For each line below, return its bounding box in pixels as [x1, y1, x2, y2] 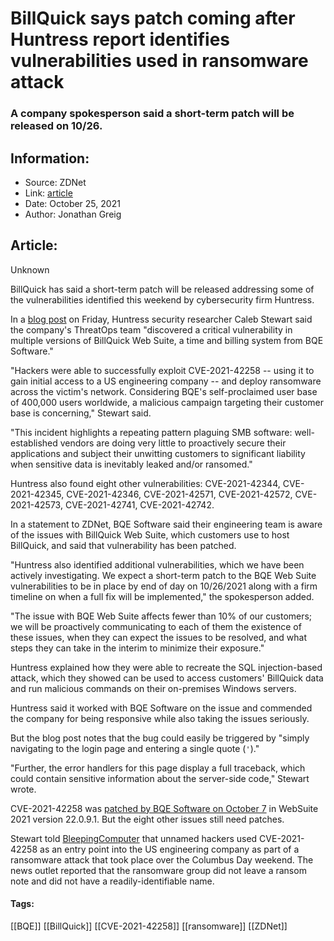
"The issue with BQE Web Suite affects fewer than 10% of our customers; [10, 610, 313, 622]
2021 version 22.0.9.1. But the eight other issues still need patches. [10, 813, 285, 825]
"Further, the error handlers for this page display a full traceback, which [10, 762, 306, 774]
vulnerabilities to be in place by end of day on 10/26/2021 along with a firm [10, 580, 318, 592]
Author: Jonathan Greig [24, 208, 122, 220]
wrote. [10, 783, 37, 795]
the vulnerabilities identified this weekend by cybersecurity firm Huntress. [10, 293, 315, 306]
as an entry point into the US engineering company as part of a [39, 843, 300, 855]
